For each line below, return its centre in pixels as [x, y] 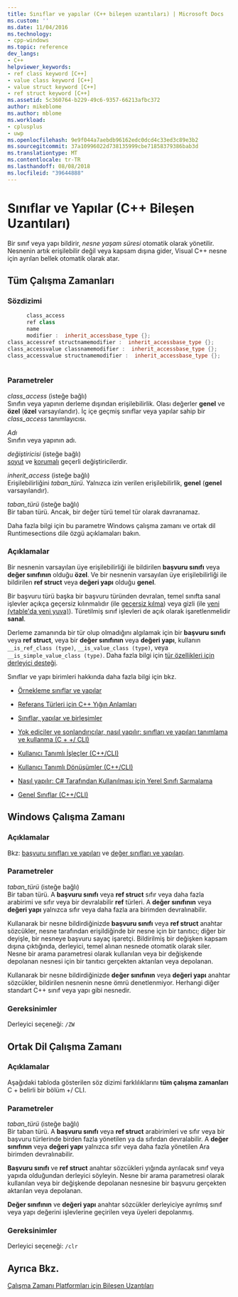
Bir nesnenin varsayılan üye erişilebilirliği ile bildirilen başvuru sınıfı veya [114, 567]
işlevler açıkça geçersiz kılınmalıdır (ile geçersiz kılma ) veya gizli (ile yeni [114, 604]
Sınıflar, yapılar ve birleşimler [60, 718]
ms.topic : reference [38, 47]
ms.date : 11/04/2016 [38, 27]
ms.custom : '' [28, 21]
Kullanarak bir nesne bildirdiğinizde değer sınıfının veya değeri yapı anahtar [119, 975]
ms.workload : [27, 120]
